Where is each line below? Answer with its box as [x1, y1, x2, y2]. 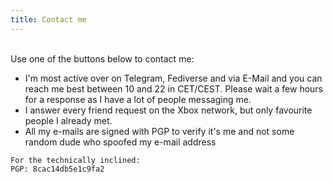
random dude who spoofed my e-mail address [24, 136, 217, 148]
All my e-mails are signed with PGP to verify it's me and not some [24, 125, 295, 137]
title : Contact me [10, 14, 87, 25]
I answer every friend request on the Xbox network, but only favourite [24, 104, 313, 116]
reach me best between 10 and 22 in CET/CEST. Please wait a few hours [24, 82, 323, 95]
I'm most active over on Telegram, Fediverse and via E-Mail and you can [24, 72, 323, 84]
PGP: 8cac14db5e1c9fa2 [10, 164, 105, 174]
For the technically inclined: [10, 155, 141, 165]
